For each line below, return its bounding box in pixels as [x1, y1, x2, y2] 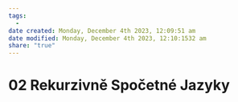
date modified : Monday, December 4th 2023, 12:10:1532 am [8, 34, 207, 43]
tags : [8, 11, 27, 20]
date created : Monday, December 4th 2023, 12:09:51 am [8, 27, 196, 35]
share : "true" [8, 42, 56, 50]
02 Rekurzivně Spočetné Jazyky [8, 76, 231, 95]
